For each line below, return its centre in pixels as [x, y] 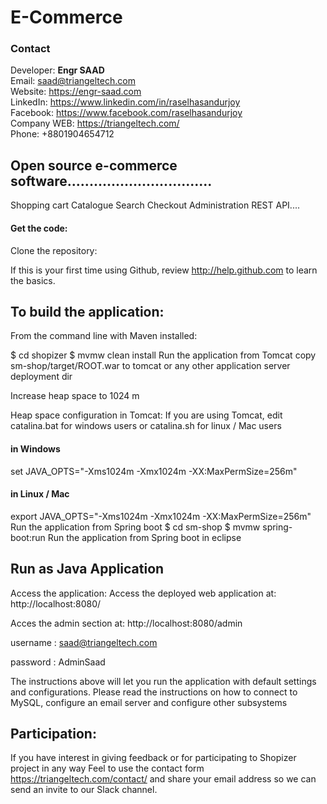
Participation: [53, 733]
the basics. [33, 280]
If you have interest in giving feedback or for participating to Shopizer [153, 758]
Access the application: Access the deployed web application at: [143, 593]
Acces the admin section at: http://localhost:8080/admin [126, 623]
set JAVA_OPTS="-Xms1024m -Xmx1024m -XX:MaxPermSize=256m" [154, 471]
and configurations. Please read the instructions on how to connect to [154, 692]
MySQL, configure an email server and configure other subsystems [149, 702]
